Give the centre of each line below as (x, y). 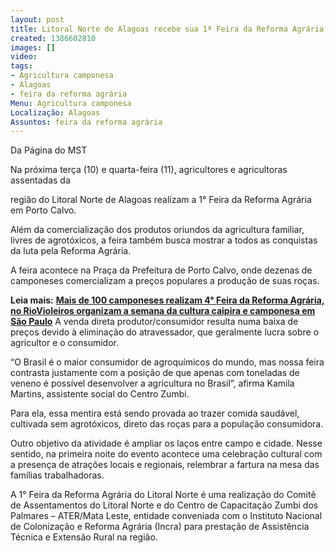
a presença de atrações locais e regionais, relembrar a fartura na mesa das (165, 465)
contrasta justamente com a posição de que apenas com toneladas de (155, 373)
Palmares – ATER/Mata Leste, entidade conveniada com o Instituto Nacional (166, 516)
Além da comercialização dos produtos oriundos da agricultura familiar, (157, 230)
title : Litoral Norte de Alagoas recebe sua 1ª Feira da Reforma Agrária (167, 29)
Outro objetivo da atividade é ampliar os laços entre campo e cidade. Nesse (166, 443)
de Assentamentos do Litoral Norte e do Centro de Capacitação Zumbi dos (164, 505)
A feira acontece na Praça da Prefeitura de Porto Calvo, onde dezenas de (161, 270)
